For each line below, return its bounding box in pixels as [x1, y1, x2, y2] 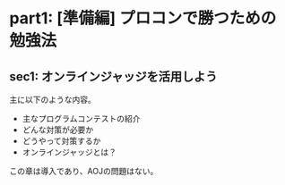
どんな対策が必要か [22, 124, 94, 135]
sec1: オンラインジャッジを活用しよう [9, 69, 218, 84]
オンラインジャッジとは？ [22, 147, 117, 157]
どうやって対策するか [22, 136, 101, 146]
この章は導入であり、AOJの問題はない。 [9, 166, 159, 176]
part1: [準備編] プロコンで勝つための [9, 8, 277, 29]
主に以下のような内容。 [9, 95, 96, 105]
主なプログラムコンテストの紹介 [22, 114, 141, 123]
